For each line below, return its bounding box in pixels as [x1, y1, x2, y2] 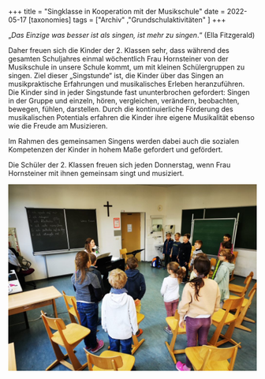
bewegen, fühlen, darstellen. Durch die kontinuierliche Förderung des [8, 104, 234, 114]
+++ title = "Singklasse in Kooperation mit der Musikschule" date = [8, 7, 226, 16]
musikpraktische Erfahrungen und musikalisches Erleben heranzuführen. [8, 79, 245, 88]
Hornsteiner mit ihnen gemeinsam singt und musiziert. [8, 169, 185, 178]
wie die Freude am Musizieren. [8, 122, 108, 130]
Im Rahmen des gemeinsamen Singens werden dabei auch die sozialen [8, 137, 240, 145]
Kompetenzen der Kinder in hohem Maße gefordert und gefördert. [8, 145, 223, 154]
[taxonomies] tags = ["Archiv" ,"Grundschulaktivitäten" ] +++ [28, 15, 226, 24]
